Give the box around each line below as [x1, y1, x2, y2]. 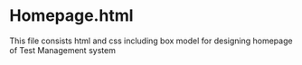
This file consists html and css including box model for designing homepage [9, 35, 293, 46]
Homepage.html [9, 5, 134, 26]
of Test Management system [9, 44, 116, 55]
